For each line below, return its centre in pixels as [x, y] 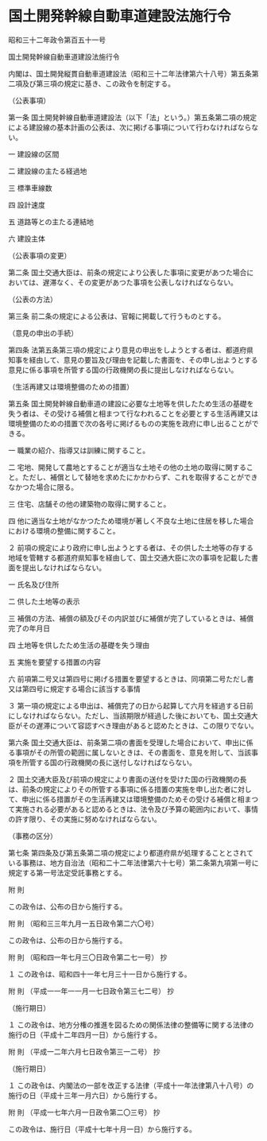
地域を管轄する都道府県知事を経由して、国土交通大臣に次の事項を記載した [130, 557]
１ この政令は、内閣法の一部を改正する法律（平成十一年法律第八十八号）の [131, 1085]
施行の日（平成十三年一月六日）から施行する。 [85, 1095]
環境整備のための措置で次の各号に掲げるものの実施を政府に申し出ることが [130, 423]
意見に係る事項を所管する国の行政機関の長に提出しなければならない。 [123, 370]
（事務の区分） [33, 836]
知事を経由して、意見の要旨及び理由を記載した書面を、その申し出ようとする [133, 359]
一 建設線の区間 [34, 154]
